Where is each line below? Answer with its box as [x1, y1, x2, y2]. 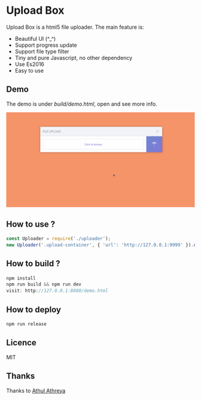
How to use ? [6, 219, 56, 229]
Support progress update [14, 41, 78, 49]
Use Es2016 [14, 61, 45, 68]
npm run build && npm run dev [6, 281, 82, 288]
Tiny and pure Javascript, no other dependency [14, 54, 133, 61]
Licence [6, 338, 37, 348]
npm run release [6, 321, 47, 327]
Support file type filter [14, 47, 70, 55]
